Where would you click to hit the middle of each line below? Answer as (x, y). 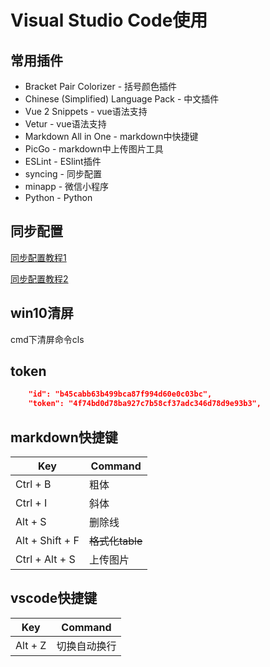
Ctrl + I (31, 503)
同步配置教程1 (38, 257)
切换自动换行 (86, 646)
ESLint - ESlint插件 (63, 161)
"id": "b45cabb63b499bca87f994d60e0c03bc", (120, 394)
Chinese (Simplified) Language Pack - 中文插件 (122, 99)
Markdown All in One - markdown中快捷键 (111, 136)
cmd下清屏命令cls (47, 339)
